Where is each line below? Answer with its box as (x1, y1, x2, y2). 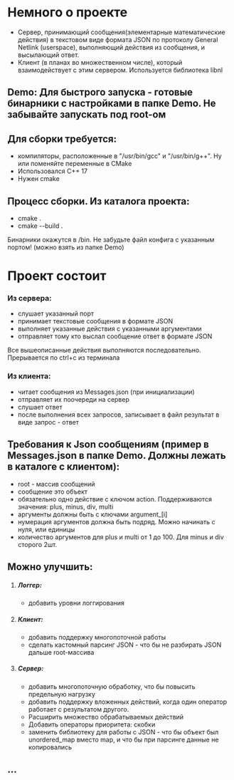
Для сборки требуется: (7, 132, 117, 145)
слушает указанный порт (17, 309, 95, 318)
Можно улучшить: (7, 561, 93, 573)
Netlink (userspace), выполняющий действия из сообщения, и (17, 43, 205, 51)
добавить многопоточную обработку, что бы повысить (28, 682, 196, 691)
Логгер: (17, 581, 43, 589)
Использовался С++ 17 (17, 167, 87, 175)
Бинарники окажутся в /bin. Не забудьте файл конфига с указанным (7, 235, 215, 244)
